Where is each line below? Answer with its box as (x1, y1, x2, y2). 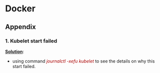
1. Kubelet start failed (5, 37, 57, 44)
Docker (5, 3, 36, 14)
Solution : (5, 48, 24, 54)
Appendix (5, 23, 36, 31)
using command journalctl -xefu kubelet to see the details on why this (12, 58, 155, 64)
